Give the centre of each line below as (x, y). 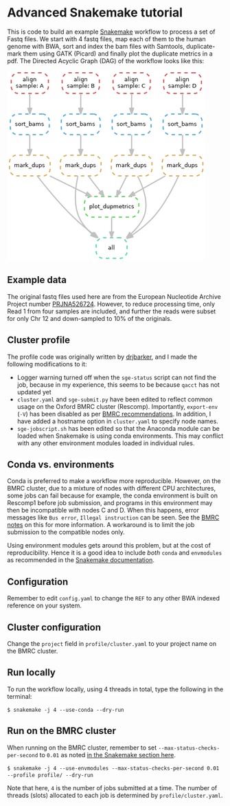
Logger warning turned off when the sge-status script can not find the (116, 377)
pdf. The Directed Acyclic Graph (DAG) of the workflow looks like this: (106, 60)
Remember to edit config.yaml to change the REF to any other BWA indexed (114, 598)
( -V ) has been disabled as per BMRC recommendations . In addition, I (114, 414)
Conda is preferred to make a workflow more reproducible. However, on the (114, 481)
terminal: (20, 696)
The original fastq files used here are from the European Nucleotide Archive (114, 296)
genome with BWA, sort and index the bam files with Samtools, (96, 46)
